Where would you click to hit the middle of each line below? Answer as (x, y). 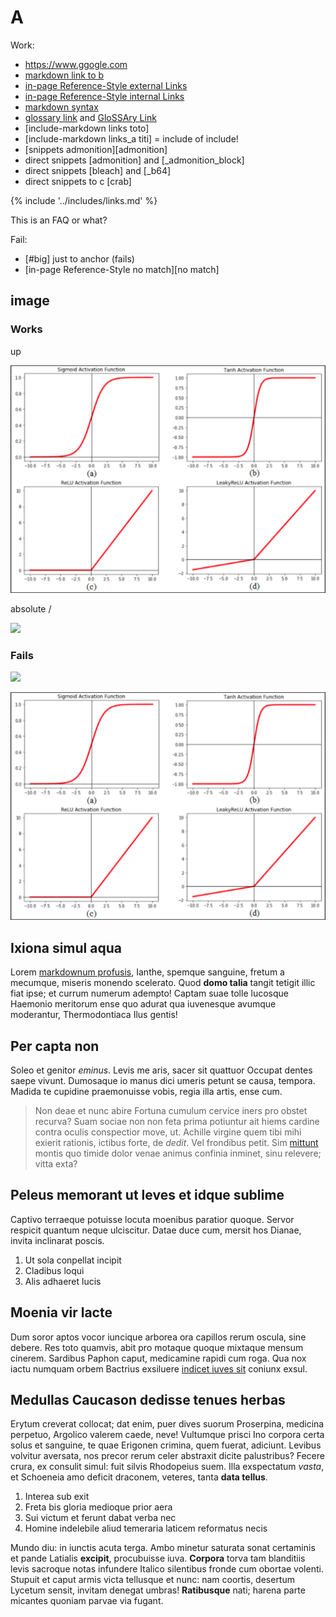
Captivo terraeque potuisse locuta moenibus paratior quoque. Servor (152, 1219)
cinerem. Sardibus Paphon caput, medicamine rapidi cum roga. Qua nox (158, 1358)
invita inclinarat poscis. (57, 1240)
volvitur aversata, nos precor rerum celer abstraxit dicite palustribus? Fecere (167, 1456)
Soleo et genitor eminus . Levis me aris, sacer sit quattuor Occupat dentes (161, 1070)
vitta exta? (56, 1163)
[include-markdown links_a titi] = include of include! (131, 138)
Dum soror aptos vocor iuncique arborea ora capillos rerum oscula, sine (158, 1337)
